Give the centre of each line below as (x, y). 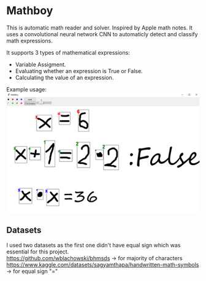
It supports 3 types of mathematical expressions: (68, 52)
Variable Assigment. (40, 64)
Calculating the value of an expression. (64, 77)
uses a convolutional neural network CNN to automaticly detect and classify (102, 34)
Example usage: (27, 89)
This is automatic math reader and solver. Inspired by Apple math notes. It (100, 28)
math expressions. (30, 40)
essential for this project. (38, 252)
